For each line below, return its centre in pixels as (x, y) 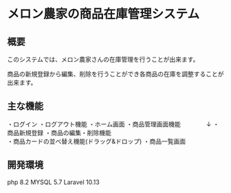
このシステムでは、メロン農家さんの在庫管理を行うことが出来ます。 (103, 59)
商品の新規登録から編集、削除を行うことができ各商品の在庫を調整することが (115, 74)
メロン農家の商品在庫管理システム (103, 14)
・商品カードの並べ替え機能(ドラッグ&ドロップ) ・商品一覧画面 (97, 141)
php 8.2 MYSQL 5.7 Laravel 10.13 (53, 182)
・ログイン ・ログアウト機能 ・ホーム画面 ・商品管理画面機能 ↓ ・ (113, 124)
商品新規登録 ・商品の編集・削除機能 (59, 133)
